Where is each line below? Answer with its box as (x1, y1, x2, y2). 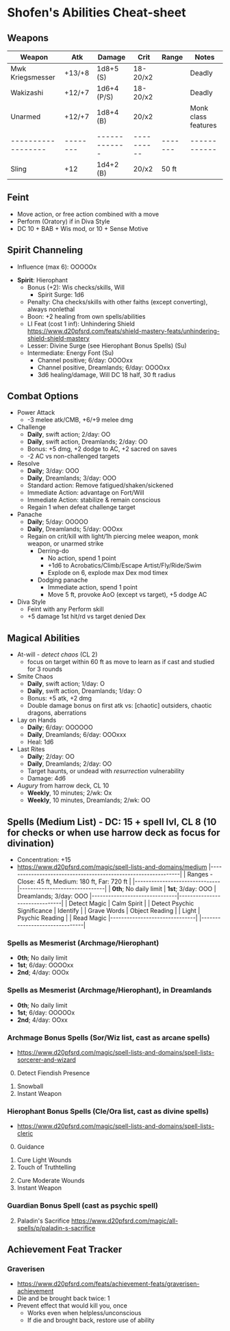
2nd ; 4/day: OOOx (16, 968, 70, 977)
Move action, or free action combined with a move (16, 210, 159, 218)
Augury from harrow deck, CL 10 (16, 781, 110, 790)
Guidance (16, 1143, 44, 1151)
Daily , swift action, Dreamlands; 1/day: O (27, 687, 142, 695)
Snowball (16, 1082, 44, 1090)
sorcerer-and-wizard (16, 1055, 77, 1064)
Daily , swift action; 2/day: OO (27, 430, 111, 439)
